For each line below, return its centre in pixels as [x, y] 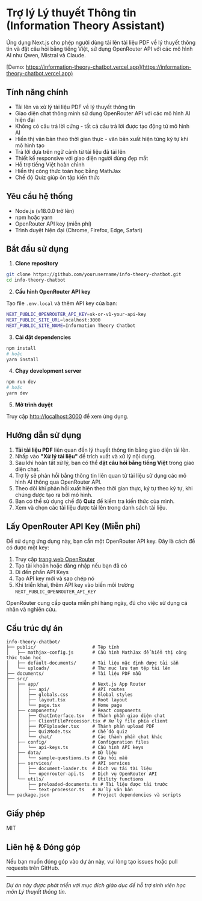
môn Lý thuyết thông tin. [36, 892]
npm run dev [21, 382]
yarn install [23, 359]
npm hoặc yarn [34, 217]
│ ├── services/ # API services [68, 763]
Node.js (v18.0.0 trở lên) [44, 210]
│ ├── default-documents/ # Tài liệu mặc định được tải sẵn [93, 663]
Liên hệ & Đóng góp [44, 847]
